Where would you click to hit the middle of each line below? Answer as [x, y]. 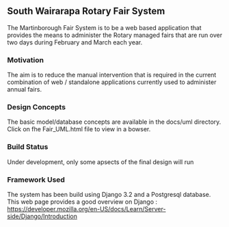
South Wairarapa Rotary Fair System [86, 11]
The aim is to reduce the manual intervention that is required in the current [112, 75]
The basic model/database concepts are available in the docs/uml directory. [114, 122]
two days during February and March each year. [75, 42]
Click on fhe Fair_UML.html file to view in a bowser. [79, 129]
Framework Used [36, 179]
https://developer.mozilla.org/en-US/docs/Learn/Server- [86, 209]
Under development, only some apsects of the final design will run [100, 162]
